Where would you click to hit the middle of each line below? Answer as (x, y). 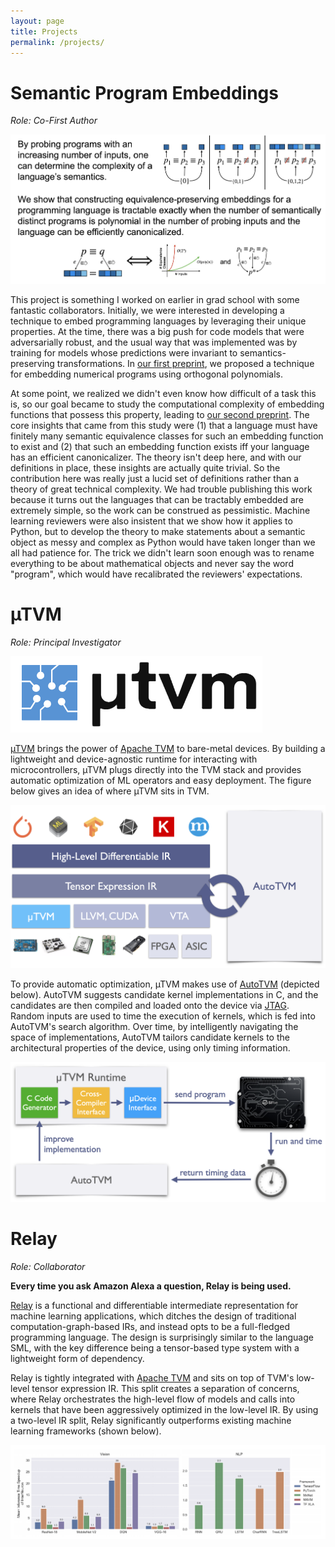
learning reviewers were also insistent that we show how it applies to (151, 521)
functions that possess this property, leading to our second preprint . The (160, 414)
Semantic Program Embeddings (144, 92)
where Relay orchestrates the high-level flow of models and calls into (153, 1399)
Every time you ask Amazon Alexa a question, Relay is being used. (151, 1286)
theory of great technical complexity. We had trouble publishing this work (161, 489)
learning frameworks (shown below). (86, 1431)
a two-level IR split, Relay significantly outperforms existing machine (151, 1420)
